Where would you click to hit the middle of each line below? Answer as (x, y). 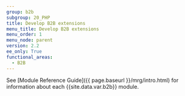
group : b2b (20, 12)
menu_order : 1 (24, 35)
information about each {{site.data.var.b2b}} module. (72, 86)
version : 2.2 (23, 46)
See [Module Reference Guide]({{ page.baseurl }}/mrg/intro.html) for (92, 80)
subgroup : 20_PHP (28, 18)
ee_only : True (24, 52)
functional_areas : (30, 57)
